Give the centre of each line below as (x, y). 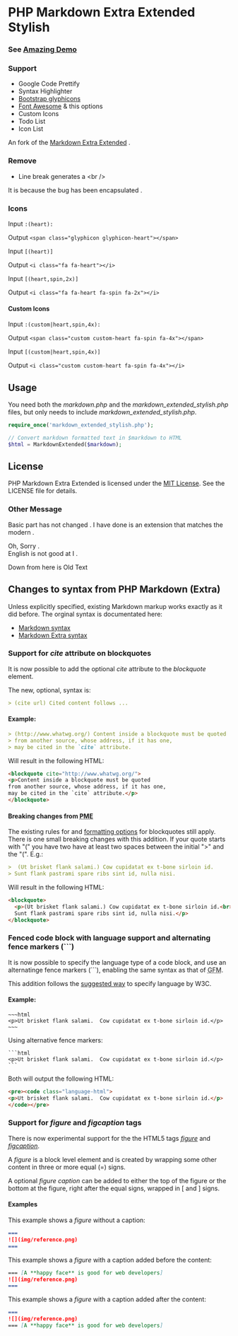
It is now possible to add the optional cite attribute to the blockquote (107, 668)
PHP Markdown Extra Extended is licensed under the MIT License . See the (117, 483)
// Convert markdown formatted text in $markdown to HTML (95, 438)
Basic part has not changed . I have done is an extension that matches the (115, 525)
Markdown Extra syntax (53, 635)
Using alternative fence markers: (55, 1040)
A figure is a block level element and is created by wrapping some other (113, 1159)
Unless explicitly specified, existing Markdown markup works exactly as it (115, 606)
